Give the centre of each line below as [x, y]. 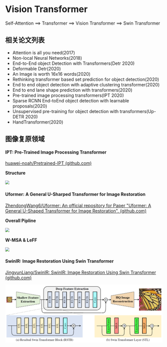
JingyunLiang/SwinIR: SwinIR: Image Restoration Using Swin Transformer [81, 272]
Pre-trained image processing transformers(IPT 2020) [68, 95]
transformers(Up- [138, 111]
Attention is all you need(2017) [44, 52]
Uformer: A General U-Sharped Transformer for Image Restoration [75, 194]
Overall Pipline [21, 220]
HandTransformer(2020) [38, 122]
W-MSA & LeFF [21, 240]
